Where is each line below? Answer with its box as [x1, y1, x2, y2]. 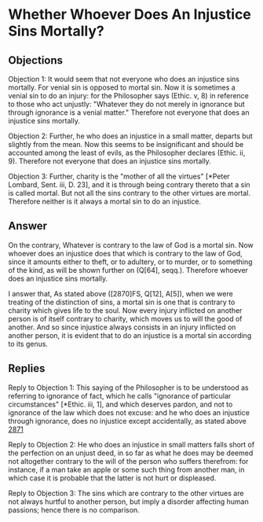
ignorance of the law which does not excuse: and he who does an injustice [8, 407, 250, 417]
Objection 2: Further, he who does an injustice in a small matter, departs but [8, 131, 253, 141]
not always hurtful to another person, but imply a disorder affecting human [8, 497, 249, 506]
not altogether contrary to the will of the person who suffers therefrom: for [8, 456, 249, 465]
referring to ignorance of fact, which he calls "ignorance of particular [8, 391, 232, 400]
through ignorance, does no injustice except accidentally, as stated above [8, 416, 247, 425]
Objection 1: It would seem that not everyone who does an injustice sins [8, 75, 239, 83]
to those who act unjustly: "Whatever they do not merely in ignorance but [8, 100, 245, 108]
